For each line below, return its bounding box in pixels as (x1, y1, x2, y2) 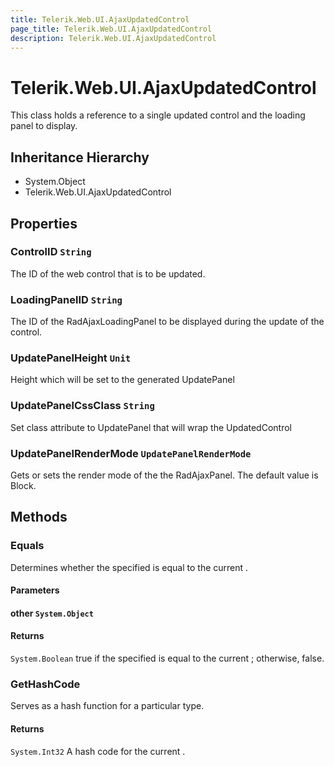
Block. (10, 480, 37, 491)
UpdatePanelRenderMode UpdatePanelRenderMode (10, 446, 252, 460)
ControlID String (10, 245, 92, 259)
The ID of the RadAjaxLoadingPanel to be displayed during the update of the (10, 316, 325, 328)
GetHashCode (10, 677, 81, 691)
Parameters (10, 584, 60, 596)
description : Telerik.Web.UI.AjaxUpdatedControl (10, 33, 217, 43)
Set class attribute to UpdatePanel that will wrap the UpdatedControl (10, 421, 292, 433)
